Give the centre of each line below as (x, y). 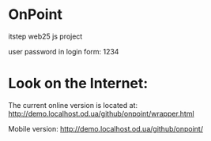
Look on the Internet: (78, 83)
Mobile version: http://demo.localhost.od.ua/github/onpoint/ (106, 128)
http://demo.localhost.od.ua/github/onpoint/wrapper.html (102, 113)
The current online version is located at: (73, 105)
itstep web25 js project (45, 36)
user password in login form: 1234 (64, 51)
